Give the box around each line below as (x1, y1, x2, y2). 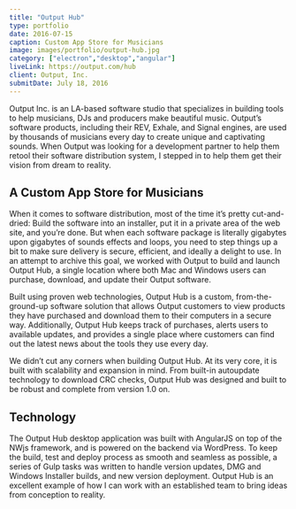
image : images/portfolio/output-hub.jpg (9, 46, 161, 55)
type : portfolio (9, 21, 69, 30)
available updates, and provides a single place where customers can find (9, 329, 275, 340)
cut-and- (251, 209, 285, 220)
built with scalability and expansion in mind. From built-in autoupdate (9, 365, 261, 376)
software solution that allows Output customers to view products (49, 301, 285, 312)
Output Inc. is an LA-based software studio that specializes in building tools (9, 103, 285, 113)
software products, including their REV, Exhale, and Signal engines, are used (9, 121, 287, 133)
